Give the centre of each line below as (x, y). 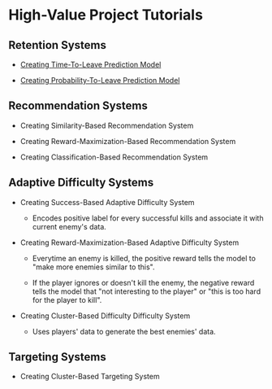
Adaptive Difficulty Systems (81, 183)
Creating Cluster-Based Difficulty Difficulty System (105, 316)
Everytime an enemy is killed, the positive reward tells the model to (144, 258)
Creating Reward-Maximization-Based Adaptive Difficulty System (130, 243)
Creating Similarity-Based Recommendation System (107, 125)
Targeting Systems (58, 357)
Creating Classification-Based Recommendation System (114, 157)
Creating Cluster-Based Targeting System (90, 377)
